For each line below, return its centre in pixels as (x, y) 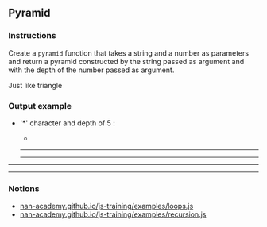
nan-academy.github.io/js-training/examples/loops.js (106, 206)
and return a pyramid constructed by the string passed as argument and (126, 61)
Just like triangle (35, 85)
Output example (40, 106)
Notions (24, 188)
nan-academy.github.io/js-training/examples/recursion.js (113, 214)
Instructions (33, 36)
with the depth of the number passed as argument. (91, 70)
